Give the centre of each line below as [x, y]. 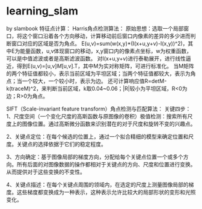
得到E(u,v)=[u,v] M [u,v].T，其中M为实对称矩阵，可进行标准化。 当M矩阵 [105, 66]
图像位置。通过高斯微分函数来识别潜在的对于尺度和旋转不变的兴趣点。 [109, 124]
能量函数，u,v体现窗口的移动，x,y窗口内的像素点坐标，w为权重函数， [106, 51]
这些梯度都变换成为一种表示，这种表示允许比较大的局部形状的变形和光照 [106, 192]
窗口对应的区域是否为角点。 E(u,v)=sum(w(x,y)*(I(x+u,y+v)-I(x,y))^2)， [99, 43]
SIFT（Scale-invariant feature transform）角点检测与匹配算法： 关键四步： [99, 109]
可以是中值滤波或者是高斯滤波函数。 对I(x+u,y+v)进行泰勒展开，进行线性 [96, 58]
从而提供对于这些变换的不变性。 [46, 172]
